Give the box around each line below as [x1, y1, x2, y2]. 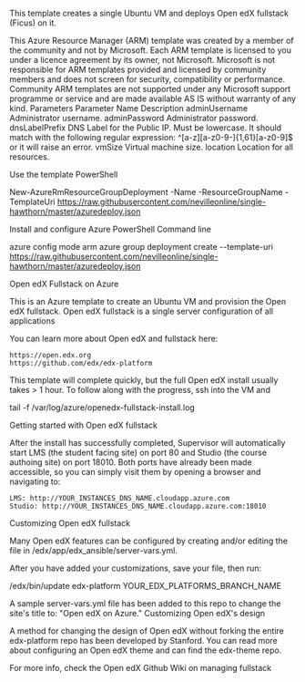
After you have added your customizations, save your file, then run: [9, 563, 262, 573]
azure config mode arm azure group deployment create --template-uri [9, 242, 273, 252]
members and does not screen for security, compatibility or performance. [9, 74, 286, 85]
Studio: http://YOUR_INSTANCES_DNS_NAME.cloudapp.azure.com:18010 [9, 501, 267, 511]
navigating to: [9, 476, 61, 487]
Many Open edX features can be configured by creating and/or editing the [9, 535, 289, 546]
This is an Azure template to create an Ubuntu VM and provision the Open [9, 296, 287, 306]
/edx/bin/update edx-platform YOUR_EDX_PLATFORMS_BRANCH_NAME [9, 581, 282, 591]
